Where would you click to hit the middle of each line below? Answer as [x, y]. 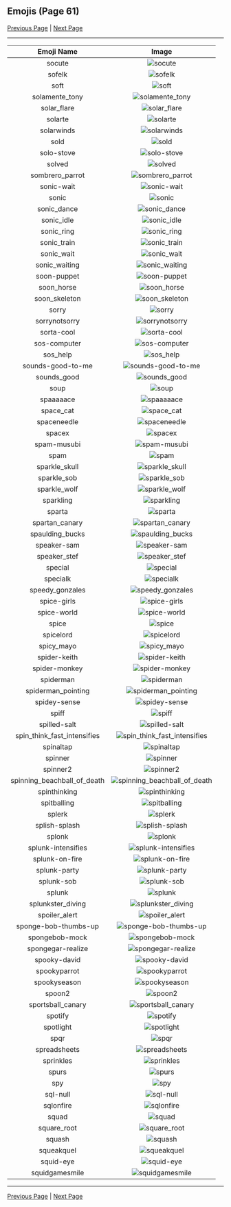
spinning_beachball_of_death [58, 780]
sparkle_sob [57, 477]
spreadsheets [58, 1049]
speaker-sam [58, 545]
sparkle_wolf [57, 489]
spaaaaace [58, 399]
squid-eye [57, 1161]
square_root [58, 1128]
